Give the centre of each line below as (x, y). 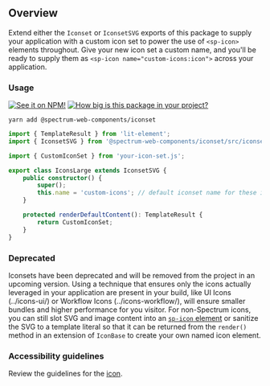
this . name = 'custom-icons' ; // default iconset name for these (147, 193)
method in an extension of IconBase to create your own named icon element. (135, 335)
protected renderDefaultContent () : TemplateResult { (113, 215)
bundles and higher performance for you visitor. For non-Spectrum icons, (130, 310)
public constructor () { (63, 178)
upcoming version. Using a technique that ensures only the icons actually (130, 284)
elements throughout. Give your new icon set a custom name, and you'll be (133, 49)
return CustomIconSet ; (75, 222)
